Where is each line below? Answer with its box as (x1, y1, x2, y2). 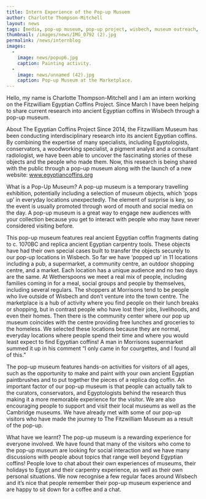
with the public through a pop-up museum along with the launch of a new (6, 165, 192, 172)
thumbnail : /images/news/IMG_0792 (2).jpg (6, 32, 116, 38)
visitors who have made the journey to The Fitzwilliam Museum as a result (6, 415, 193, 423)
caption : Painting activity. (17, 60, 92, 66)
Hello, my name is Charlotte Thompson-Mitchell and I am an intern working (6, 94, 196, 102)
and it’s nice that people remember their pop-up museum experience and (6, 479, 191, 487)
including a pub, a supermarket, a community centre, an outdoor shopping (6, 260, 194, 267)
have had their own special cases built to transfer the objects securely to (6, 247, 190, 254)
